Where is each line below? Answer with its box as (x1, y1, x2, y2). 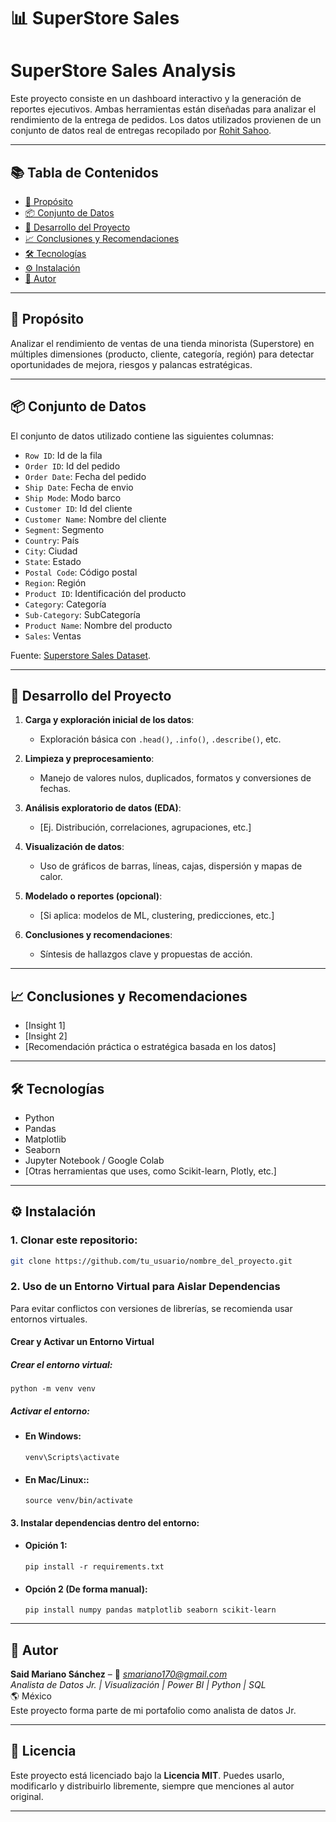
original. (10, 1790, 44, 1802)
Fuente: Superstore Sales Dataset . (10, 649, 152, 661)
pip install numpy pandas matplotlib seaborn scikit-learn (24, 1605, 277, 1615)
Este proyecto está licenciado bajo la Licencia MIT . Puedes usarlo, (10, 1769, 285, 1781)
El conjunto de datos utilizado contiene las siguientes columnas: (10, 430, 274, 442)
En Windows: (24, 1430, 82, 1442)
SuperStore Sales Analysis (10, 60, 237, 82)
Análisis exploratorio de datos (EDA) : (24, 802, 182, 814)
